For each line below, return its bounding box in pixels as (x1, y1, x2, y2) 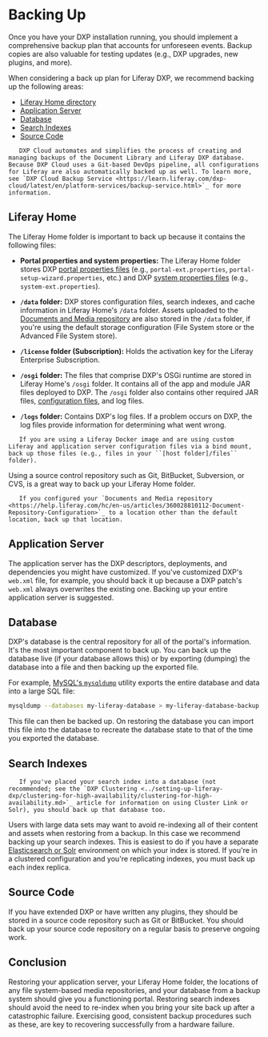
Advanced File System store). (19, 331, 118, 340)
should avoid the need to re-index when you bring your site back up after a (8, 1003, 255, 1012)
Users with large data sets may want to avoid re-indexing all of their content (8, 820, 258, 830)
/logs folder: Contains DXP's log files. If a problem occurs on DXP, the (19, 411, 253, 421)
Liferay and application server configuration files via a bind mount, (8, 442, 252, 450)
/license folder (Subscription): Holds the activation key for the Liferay (19, 346, 254, 356)
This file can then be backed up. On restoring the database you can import (8, 717, 254, 726)
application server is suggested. (8, 593, 114, 602)
